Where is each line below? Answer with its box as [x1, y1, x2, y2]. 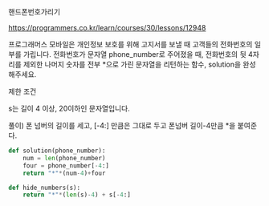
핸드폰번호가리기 [8, 7, 61, 16]
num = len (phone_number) [22, 154, 106, 162]
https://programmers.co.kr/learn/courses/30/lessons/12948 [8, 23, 206, 32]
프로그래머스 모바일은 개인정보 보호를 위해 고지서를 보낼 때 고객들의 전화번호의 [8, 39, 253, 49]
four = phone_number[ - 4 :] [22, 161, 110, 170]
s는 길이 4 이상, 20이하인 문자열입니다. [8, 103, 130, 113]
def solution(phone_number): [8, 147, 106, 155]
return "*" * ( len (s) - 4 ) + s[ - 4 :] [22, 191, 131, 199]
